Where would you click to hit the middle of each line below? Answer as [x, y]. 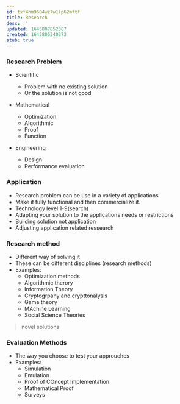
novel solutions [40, 327]
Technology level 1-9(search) [52, 208]
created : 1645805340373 [37, 35]
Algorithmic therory [49, 282]
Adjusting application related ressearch [64, 228]
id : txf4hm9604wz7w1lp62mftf [43, 12]
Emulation [37, 375]
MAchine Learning [48, 308]
